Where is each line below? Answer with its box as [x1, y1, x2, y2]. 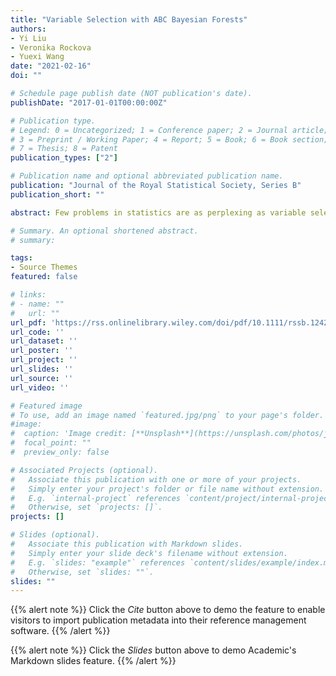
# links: [10, 290, 47, 300]
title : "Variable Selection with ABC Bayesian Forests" [10, 14, 248, 25]
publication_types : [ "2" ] [10, 153, 118, 163]
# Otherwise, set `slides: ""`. [10, 567, 155, 577]
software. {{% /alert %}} [10, 625, 111, 637]
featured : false [10, 272, 78, 282]
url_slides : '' [10, 364, 74, 374]
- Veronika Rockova [10, 42, 92, 53]
